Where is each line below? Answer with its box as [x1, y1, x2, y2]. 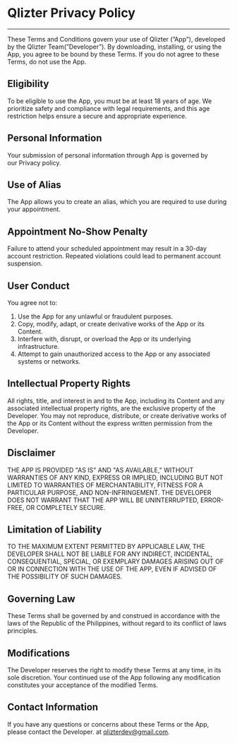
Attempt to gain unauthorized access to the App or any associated [17, 350, 210, 358]
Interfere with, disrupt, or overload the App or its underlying [17, 335, 191, 343]
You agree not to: [7, 299, 58, 307]
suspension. [7, 259, 43, 268]
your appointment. [7, 205, 61, 213]
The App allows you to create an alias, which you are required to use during [7, 198, 227, 206]
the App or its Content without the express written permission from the [7, 419, 213, 427]
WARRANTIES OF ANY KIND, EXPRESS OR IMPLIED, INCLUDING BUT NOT [7, 473, 224, 482]
